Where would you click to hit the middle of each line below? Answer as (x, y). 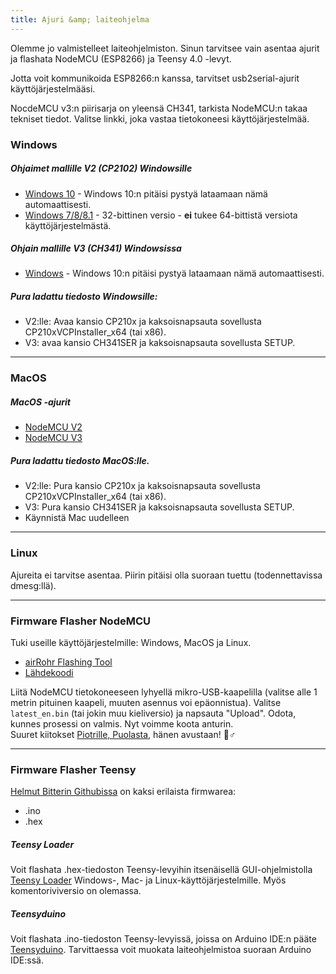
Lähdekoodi (49, 672)
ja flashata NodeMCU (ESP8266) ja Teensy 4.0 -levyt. (121, 58)
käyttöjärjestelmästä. (68, 225)
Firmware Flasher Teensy (73, 769)
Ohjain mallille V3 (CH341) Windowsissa (96, 248)
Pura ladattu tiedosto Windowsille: (84, 297)
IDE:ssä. (27, 960)
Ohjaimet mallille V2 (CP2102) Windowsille (101, 168)
